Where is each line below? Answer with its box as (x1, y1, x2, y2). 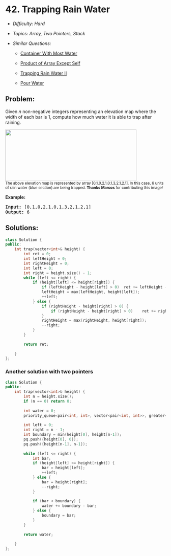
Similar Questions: (12, 40, 51, 47)
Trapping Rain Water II (20, 70, 67, 76)
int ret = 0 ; (23, 252, 51, 257)
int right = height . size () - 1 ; (23, 270, 93, 276)
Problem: (5, 95, 35, 103)
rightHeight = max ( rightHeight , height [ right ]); (41, 318, 147, 323)
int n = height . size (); (23, 394, 74, 399)
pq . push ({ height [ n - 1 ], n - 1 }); (23, 441, 88, 447)
